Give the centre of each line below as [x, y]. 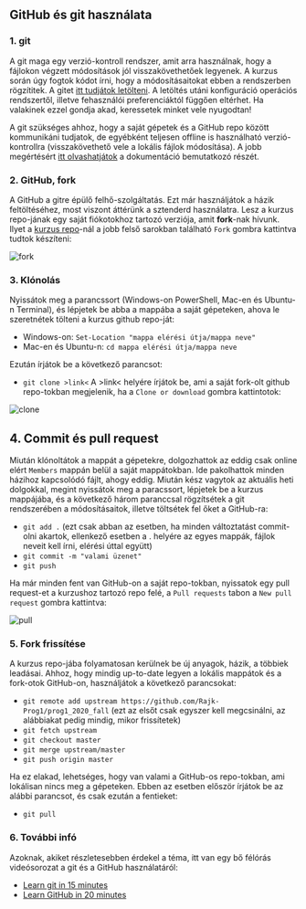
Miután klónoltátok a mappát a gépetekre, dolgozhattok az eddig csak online [153, 460]
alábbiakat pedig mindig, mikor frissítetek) [101, 720]
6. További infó [43, 838]
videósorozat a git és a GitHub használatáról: [94, 867]
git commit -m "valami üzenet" [82, 556]
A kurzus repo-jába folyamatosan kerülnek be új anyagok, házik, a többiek [149, 664]
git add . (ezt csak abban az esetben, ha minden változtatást [139, 527]
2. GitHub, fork [43, 180]
